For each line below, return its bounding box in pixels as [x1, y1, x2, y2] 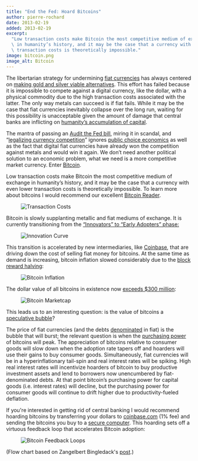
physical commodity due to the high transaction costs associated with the [6, 93, 186, 100]
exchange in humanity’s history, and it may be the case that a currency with [6, 178, 190, 186]
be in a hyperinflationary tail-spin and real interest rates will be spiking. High [6, 357, 192, 364]
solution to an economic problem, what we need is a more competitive [6, 155, 177, 162]
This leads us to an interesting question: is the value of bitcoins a [6, 308, 164, 315]
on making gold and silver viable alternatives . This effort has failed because [6, 80, 190, 87]
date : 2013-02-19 [6, 20, 49, 25]
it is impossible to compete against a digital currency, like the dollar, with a [6, 87, 187, 94]
